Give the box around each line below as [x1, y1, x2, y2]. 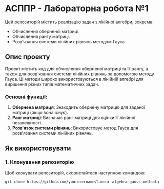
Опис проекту [5, 53, 50, 61]
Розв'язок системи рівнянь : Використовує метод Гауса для [12, 125, 138, 131]
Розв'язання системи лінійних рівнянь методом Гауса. [12, 38, 126, 44]
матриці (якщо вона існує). [12, 110, 68, 116]
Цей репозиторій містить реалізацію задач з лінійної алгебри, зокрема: [5, 19, 154, 25]
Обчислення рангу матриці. [12, 34, 70, 39]
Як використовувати [5, 144, 71, 153]
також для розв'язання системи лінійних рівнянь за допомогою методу [5, 71, 155, 77]
